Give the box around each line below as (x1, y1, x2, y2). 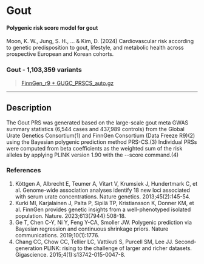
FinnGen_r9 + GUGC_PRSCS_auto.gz (21, 80, 114, 87)
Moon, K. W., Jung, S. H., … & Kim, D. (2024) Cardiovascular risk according (6, 38, 194, 45)
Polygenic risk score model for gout (6, 24, 98, 31)
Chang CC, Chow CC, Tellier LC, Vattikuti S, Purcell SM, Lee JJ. (15, 238, 174, 245)
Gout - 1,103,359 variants (6, 66, 82, 74)
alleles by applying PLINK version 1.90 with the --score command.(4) (6, 151, 179, 158)
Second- (174, 238, 197, 245)
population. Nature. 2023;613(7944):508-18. (15, 212, 126, 219)
